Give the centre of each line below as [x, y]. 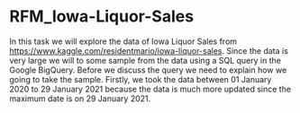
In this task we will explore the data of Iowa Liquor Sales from [123, 41]
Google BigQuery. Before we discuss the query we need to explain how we [148, 70]
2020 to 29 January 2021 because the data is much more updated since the [150, 89]
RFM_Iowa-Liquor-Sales [102, 17]
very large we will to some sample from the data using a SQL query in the [145, 60]
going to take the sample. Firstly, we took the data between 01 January [141, 79]
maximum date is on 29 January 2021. [80, 98]
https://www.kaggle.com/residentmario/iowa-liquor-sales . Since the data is [149, 50]
